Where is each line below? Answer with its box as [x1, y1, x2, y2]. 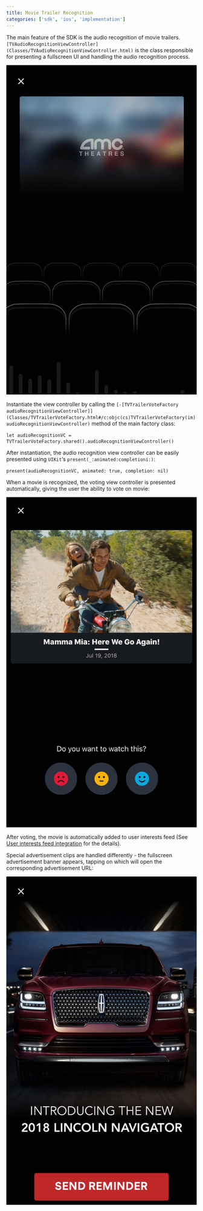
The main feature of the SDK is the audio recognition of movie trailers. [6, 33, 181, 41]
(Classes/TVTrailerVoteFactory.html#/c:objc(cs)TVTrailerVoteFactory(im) [6, 414, 196, 420]
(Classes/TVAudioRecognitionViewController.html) [6, 47, 134, 54]
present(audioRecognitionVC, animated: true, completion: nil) [6, 468, 169, 474]
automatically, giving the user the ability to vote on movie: [6, 485, 150, 492]
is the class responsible [135, 46, 193, 54]
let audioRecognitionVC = [6, 432, 71, 439]
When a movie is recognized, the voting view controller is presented [6, 479, 176, 486]
